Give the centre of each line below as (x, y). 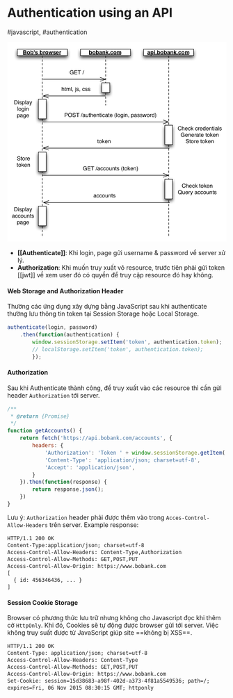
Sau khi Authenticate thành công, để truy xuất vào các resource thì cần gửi (114, 388)
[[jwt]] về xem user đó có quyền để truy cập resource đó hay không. (115, 275)
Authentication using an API (90, 13)
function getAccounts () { (45, 431)
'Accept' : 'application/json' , (90, 467)
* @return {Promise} (40, 416)
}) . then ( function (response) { (64, 482)
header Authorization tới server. (54, 395)
